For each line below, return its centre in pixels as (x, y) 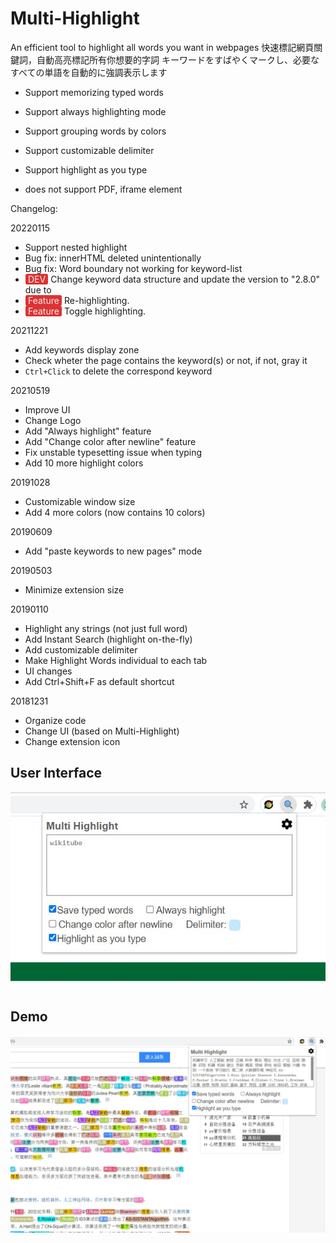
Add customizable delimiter (81, 649)
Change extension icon (72, 741)
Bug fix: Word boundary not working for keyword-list (133, 268)
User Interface (56, 773)
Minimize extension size (74, 589)
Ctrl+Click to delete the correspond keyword (118, 371)
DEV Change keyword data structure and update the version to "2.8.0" (174, 279)
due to (38, 289)
